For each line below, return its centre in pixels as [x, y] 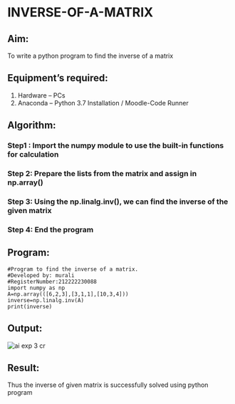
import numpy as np [36, 288]
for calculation [33, 155]
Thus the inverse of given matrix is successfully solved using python [108, 385]
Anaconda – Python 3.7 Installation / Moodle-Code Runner [103, 103]
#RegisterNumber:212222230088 [52, 281]
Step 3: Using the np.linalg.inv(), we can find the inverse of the [118, 202]
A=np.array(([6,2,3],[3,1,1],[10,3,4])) [68, 294]
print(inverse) [30, 306]
